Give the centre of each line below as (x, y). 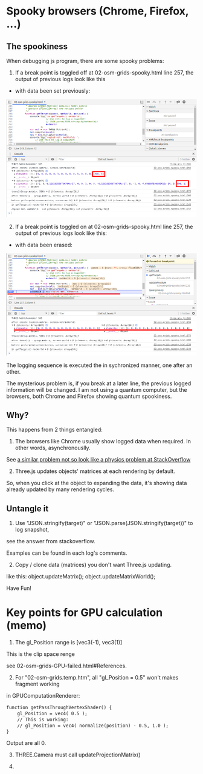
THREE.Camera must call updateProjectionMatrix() (78, 755)
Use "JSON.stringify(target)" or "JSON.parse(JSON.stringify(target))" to (104, 523)
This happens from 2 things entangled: (54, 430)
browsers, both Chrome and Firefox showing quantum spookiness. (89, 396)
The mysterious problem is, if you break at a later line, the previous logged (99, 383)
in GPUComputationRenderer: (43, 696)
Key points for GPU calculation (85, 613)
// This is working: (43, 720)
